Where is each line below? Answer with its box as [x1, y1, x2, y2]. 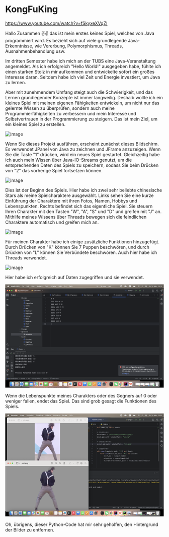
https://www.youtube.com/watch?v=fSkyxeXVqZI [5, 20, 108, 26]
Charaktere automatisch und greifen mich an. [5, 219, 99, 225]
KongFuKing [5, 4, 58, 15]
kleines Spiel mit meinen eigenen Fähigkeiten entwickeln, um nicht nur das [5, 100, 159, 106]
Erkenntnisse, [5, 43, 34, 49]
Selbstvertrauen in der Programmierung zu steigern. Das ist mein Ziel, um [5, 116, 157, 122]
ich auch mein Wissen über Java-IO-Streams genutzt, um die [5, 157, 132, 163]
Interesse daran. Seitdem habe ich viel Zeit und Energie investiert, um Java [5, 74, 160, 80]
